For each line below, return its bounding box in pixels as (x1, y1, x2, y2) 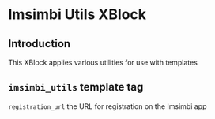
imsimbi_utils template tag (8, 80, 144, 94)
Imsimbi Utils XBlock (8, 6, 147, 24)
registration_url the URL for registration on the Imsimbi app (8, 101, 207, 111)
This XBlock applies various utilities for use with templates (8, 58, 198, 67)
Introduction (8, 37, 71, 50)
